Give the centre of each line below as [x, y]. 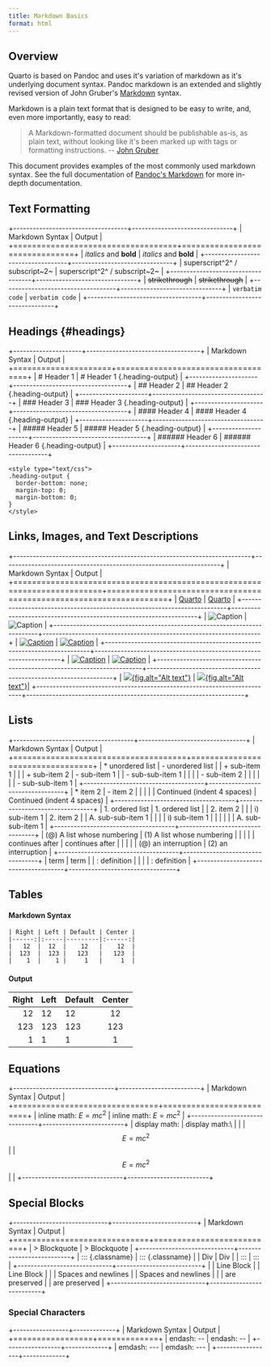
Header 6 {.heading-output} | [57, 445]
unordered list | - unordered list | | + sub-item [184, 765]
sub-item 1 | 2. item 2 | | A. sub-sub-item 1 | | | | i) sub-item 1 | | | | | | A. [126, 817]
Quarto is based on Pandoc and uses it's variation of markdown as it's [125, 76]
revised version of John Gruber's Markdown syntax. [95, 93]
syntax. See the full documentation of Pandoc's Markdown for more [121, 174]
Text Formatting [49, 209]
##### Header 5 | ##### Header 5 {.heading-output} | [114, 428]
